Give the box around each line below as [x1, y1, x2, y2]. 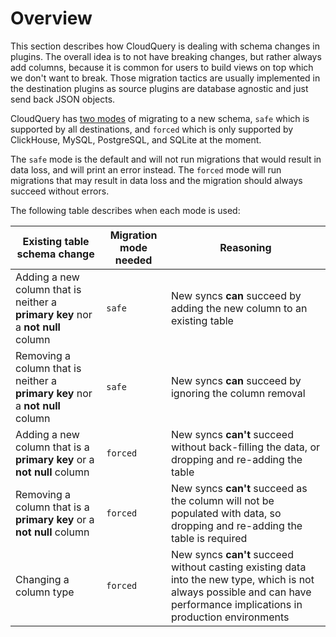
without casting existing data [170, 560, 307, 574]
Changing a [15, 572, 70, 586]
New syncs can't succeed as [170, 481, 308, 495]
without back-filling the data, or [170, 440, 321, 454]
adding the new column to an [170, 301, 308, 315]
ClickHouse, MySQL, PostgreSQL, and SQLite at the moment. [10, 133, 262, 146]
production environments [170, 610, 290, 624]
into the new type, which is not [170, 572, 315, 586]
